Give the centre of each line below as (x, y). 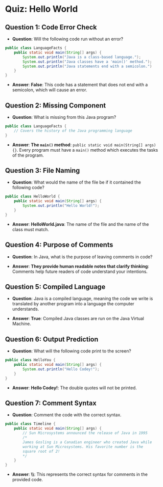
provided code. (27, 480)
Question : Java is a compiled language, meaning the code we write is (82, 298)
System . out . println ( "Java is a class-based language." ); (82, 57)
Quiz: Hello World (42, 9)
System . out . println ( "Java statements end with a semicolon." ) (87, 66)
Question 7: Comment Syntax (51, 403)
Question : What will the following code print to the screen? (71, 351)
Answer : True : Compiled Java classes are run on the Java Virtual (78, 319)
